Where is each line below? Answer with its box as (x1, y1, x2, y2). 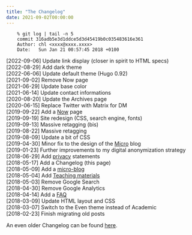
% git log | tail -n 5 (17, 31, 74, 37)
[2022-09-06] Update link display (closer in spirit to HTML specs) (6, 57, 169, 64)
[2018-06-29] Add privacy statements (6, 152, 100, 159)
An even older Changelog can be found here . (6, 221, 118, 228)
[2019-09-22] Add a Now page (6, 108, 83, 115)
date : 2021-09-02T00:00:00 (6, 14, 74, 20)
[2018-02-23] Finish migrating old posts (6, 210, 105, 217)
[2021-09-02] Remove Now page (6, 76, 88, 83)
